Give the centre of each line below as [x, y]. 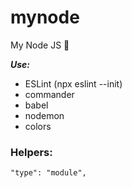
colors [38, 126]
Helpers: [31, 152]
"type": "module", [48, 173]
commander [49, 94]
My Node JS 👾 [40, 45]
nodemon [44, 115]
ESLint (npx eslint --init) [73, 83]
